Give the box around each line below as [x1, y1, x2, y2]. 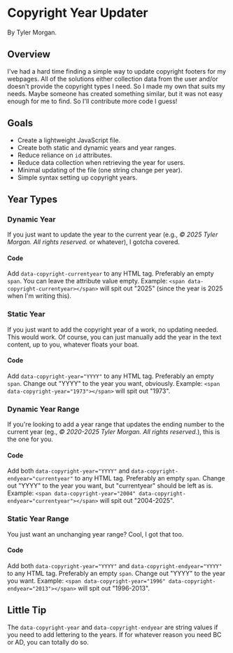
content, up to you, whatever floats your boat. [7, 340, 139, 349]
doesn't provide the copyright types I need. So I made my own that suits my [7, 82, 225, 90]
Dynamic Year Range [7, 404, 80, 414]
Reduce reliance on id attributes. [17, 151, 113, 159]
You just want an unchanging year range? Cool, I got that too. [7, 530, 184, 538]
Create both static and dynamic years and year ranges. [17, 143, 176, 152]
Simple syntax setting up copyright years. [17, 173, 138, 182]
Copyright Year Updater [7, 5, 148, 21]
